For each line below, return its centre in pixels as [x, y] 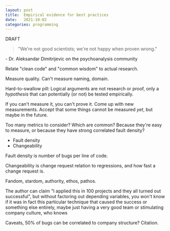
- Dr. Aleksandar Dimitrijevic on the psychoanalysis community [71, 59]
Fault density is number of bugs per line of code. [57, 156]
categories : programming [32, 24]
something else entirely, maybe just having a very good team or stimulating [84, 207]
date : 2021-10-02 [26, 20]
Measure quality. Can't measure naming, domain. [57, 79]
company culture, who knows [37, 213]
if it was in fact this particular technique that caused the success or [76, 202]
